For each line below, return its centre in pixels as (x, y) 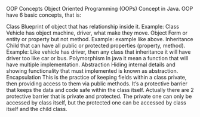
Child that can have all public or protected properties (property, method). (96, 45)
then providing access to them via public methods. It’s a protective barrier (97, 84)
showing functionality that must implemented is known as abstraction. (92, 71)
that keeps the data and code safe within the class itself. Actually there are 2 (100, 90)
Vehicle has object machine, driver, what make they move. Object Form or (97, 33)
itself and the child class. (37, 109)
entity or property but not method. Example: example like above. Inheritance (100, 39)
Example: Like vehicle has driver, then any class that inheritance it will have (99, 52)
